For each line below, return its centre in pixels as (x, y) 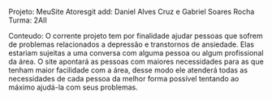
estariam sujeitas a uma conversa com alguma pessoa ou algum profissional (136, 53)
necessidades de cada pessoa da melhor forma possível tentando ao (124, 79)
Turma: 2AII (28, 20)
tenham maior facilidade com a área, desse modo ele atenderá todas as (128, 70)
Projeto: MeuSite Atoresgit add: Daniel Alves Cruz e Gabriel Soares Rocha (132, 12)
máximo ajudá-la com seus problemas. (73, 87)
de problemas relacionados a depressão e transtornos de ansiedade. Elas (131, 44)
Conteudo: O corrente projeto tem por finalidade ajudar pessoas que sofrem (136, 36)
